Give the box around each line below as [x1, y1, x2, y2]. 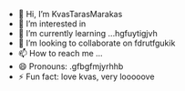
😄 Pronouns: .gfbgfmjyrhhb [17, 61, 124, 72]
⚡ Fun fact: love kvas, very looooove [17, 71, 155, 82]
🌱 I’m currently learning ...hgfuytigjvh [17, 28, 158, 38]
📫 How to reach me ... [17, 48, 103, 58]
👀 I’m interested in [17, 18, 87, 29]
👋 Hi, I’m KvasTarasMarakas [17, 9, 123, 19]
